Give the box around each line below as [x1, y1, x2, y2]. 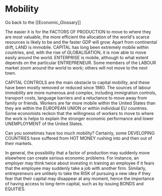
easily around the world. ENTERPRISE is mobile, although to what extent [5, 54, 148, 60]
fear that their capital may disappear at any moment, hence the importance [5, 176, 155, 181]
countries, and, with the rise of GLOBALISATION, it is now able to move [5, 49, 147, 55]
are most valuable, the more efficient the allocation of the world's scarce [5, 34, 150, 40]
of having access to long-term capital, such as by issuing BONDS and [5, 180, 144, 186]
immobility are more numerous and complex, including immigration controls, [5, 90, 157, 96]
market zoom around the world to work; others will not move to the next [5, 65, 148, 71]
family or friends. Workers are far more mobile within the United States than [5, 100, 156, 106]
